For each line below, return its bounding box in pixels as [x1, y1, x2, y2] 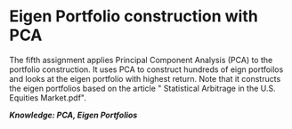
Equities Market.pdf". [9, 92, 86, 103]
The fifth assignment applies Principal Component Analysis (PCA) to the [9, 54, 273, 65]
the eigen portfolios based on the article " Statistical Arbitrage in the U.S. [9, 83, 276, 93]
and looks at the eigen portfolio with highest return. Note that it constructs [9, 73, 281, 84]
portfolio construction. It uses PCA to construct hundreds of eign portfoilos [9, 64, 284, 75]
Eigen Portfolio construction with [9, 6, 258, 27]
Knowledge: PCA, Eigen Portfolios [9, 109, 138, 120]
